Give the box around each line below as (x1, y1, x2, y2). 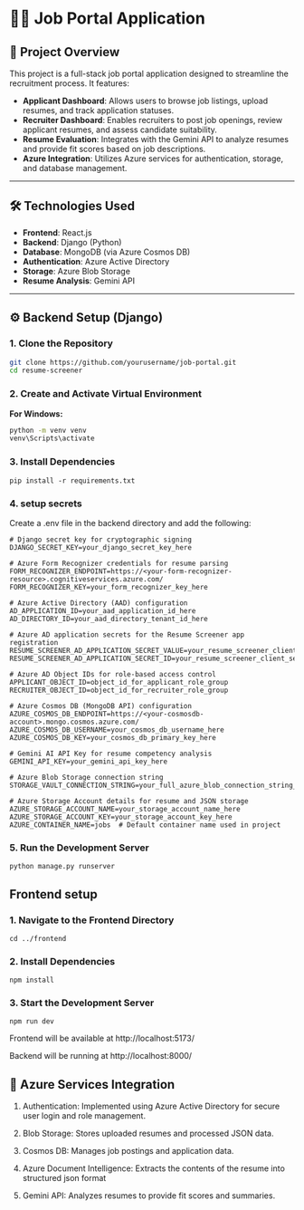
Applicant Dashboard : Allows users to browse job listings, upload (22, 95, 269, 106)
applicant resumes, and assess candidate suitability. (22, 124, 217, 135)
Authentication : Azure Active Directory (22, 255, 170, 266)
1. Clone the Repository (9, 337, 113, 350)
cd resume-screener (9, 366, 83, 375)
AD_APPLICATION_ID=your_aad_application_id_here (9, 606, 196, 615)
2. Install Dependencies (9, 955, 116, 967)
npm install (9, 975, 54, 985)
